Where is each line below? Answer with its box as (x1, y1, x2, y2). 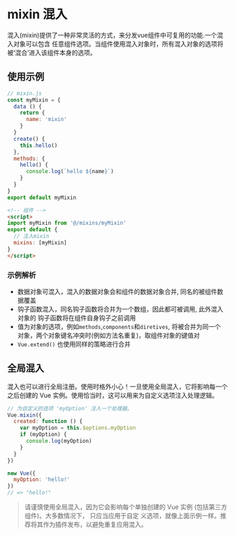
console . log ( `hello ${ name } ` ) (25, 168, 114, 175)
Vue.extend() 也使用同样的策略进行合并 (17, 340, 131, 348)
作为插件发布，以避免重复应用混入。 (43, 520, 148, 529)
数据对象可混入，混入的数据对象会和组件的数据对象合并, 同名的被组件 (17, 287, 218, 296)
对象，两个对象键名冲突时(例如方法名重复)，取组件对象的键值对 (17, 331, 201, 340)
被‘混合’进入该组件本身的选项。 (7, 48, 97, 57)
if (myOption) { (20, 431, 68, 438)
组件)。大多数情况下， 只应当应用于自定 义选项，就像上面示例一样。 (24, 512, 220, 520)
